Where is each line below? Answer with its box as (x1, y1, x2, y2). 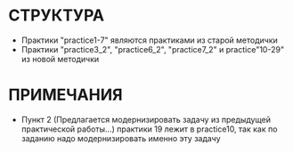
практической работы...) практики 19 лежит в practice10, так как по (20, 124, 278, 134)
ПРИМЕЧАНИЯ (8, 85, 123, 105)
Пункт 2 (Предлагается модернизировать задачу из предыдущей (20, 114, 272, 124)
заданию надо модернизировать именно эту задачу (20, 132, 221, 143)
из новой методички (20, 53, 100, 64)
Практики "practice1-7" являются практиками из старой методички (20, 35, 278, 45)
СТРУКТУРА (8, 5, 104, 26)
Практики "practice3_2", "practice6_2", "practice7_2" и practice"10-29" (20, 44, 285, 54)
